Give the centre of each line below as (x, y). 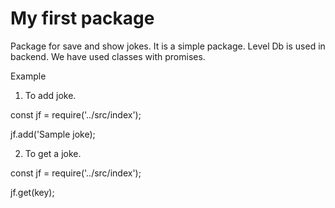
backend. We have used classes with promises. (108, 56)
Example (28, 76)
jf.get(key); (32, 192)
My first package (82, 18)
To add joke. (50, 95)
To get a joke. (53, 153)
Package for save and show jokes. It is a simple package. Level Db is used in (168, 46)
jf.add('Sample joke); (53, 134)
